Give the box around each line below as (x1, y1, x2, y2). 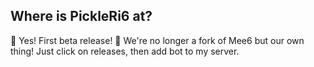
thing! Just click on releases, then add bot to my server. (10, 45, 240, 57)
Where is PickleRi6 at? (10, 8, 153, 25)
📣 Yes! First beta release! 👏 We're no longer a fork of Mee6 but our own (10, 34, 305, 46)
